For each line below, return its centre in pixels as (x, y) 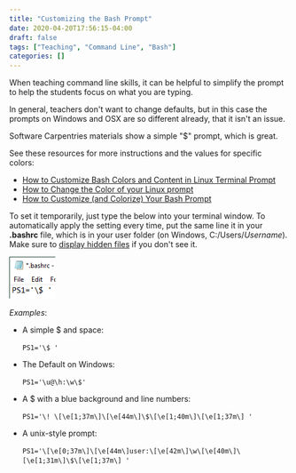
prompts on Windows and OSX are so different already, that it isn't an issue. (148, 119)
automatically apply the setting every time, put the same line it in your (136, 226)
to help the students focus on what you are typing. (101, 92)
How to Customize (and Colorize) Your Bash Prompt (117, 199)
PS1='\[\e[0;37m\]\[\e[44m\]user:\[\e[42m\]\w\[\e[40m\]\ (131, 452)
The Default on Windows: (68, 365)
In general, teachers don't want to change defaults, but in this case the (138, 109)
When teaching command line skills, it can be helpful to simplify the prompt (147, 83)
